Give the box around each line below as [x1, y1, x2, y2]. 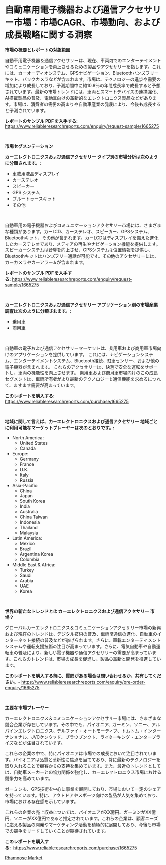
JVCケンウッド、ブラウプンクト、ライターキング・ [31, 734, 135, 740]
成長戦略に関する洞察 [5, 29, 93, 41]
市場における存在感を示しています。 [5, 798, 79, 804]
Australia [19, 508, 38, 514]
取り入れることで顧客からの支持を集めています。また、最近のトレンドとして [5, 763, 161, 769]
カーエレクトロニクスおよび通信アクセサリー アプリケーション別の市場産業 [5, 302, 158, 308]
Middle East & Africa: [12, 561, 55, 568]
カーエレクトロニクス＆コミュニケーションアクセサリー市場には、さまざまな [5, 715, 161, 721]
